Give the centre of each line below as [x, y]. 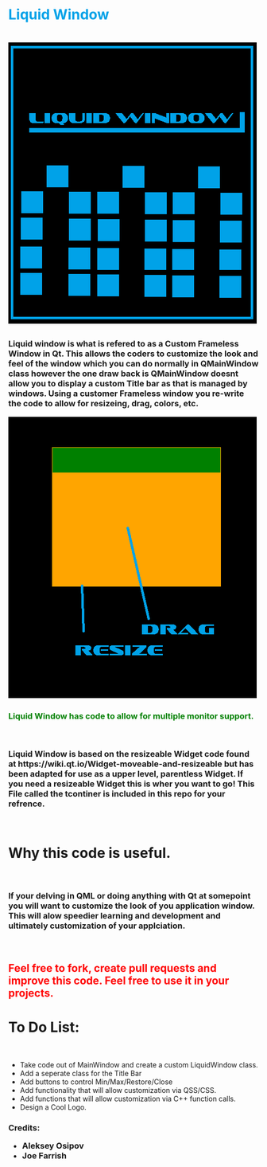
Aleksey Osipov [53, 1146]
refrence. [27, 804]
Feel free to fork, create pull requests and [112, 968]
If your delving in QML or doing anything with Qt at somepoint [130, 896]
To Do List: [44, 1027]
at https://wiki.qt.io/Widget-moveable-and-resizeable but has [131, 764]
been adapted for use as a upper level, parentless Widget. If [126, 773]
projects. [31, 993]
